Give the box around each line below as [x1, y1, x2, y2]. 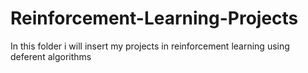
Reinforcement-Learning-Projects [10, 7, 299, 30]
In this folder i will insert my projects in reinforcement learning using [10, 40, 290, 52]
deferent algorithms [10, 50, 92, 62]
